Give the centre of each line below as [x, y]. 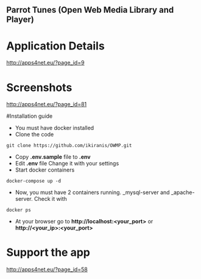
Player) [20, 20]
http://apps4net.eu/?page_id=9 [45, 63]
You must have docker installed [55, 128]
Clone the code [34, 134]
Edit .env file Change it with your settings [67, 164]
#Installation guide [30, 116]
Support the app [48, 252]
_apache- [183, 192]
